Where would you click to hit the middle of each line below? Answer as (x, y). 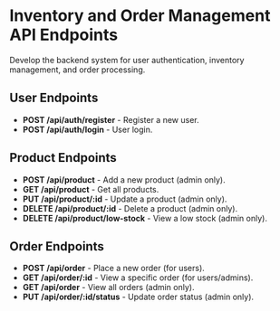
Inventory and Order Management (140, 16)
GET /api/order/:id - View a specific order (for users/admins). (138, 278)
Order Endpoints (57, 246)
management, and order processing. (77, 70)
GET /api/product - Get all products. (91, 189)
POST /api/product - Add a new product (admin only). (124, 179)
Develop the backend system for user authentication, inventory (127, 60)
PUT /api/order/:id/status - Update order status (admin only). (138, 297)
